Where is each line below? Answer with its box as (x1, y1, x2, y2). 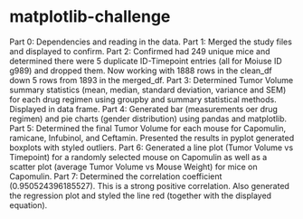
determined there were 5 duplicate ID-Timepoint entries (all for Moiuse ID (9, 55, 282, 66)
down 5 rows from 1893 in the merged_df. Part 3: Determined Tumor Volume (9, 74, 294, 85)
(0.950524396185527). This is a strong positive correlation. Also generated (9, 180, 289, 191)
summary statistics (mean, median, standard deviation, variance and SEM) (9, 84, 287, 95)
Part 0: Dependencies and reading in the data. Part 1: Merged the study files (9, 36, 292, 47)
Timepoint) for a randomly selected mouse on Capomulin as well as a (9, 151, 268, 162)
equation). (9, 199, 48, 210)
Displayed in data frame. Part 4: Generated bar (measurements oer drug (9, 103, 279, 114)
